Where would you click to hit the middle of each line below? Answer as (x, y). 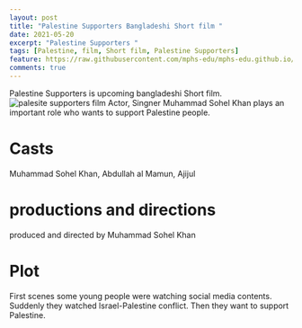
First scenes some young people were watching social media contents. (141, 296)
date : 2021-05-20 (42, 34)
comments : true (38, 68)
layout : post (34, 18)
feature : (26, 59)
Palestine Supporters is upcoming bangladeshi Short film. (116, 93)
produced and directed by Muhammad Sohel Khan (102, 235)
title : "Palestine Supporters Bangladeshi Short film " (116, 26)
